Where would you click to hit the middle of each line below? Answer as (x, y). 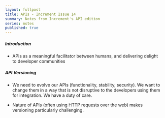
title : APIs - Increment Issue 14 (41, 14)
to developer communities (39, 61)
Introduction (18, 44)
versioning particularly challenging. (48, 110)
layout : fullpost (23, 10)
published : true (22, 28)
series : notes (20, 23)
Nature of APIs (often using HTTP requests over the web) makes (77, 105)
